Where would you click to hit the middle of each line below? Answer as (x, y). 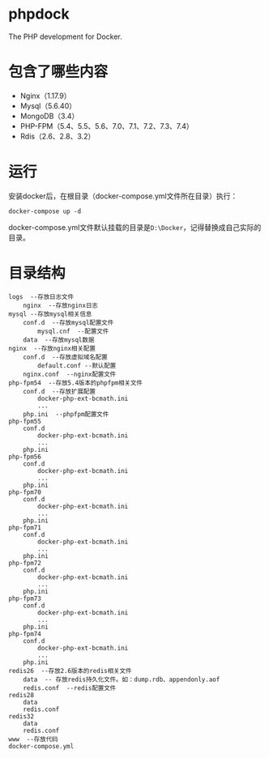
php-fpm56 (25, 457)
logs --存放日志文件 (41, 296)
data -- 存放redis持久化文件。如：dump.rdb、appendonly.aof (122, 679)
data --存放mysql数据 (59, 340)
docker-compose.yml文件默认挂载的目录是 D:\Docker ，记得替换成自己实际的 (135, 227)
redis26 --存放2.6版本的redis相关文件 (70, 671)
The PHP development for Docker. (66, 36)
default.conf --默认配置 (77, 365)
